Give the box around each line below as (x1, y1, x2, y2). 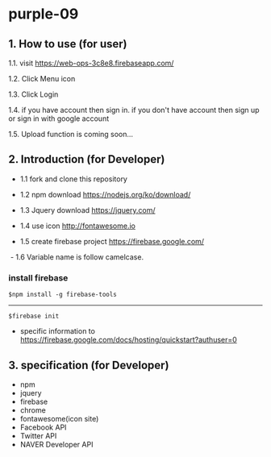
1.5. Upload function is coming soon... (8, 130, 134, 139)
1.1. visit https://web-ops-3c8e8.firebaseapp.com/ (8, 58, 174, 68)
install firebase (8, 272, 69, 283)
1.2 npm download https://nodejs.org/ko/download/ (19, 189, 191, 199)
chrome (19, 405, 46, 415)
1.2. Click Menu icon (8, 74, 76, 83)
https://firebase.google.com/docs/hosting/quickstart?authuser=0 (19, 335, 238, 345)
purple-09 (8, 5, 79, 23)
